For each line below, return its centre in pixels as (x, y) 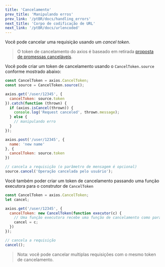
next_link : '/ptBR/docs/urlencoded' (42, 28)
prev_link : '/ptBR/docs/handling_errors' (48, 19)
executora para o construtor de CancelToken (49, 186)
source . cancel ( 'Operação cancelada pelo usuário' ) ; (59, 171)
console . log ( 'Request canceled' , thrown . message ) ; (67, 112)
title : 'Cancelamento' (28, 10)
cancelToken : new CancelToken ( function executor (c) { (66, 213)
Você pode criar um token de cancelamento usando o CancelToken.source (80, 67)
